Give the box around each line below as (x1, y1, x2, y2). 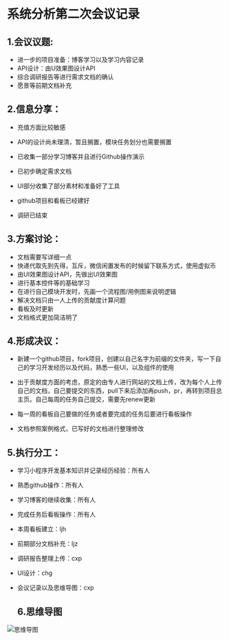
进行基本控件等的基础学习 (17, 279, 90, 287)
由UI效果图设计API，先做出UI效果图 (17, 270, 118, 278)
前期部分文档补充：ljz (17, 539, 78, 548)
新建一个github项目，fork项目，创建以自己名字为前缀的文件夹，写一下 (17, 354, 215, 363)
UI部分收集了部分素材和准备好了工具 (17, 181, 120, 190)
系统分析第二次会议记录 (7, 6, 140, 22)
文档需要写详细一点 (17, 252, 72, 261)
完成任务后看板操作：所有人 (17, 510, 96, 519)
